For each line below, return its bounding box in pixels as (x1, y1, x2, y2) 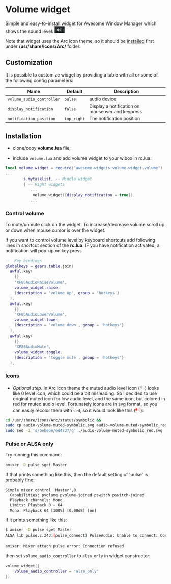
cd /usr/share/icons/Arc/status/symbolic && (5, 417, 101, 423)
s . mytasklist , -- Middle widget (23, 176, 93, 182)
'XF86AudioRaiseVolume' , (14, 280, 67, 285)
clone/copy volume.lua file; (12, 145, 71, 151)
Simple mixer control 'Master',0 (5, 488, 76, 493)
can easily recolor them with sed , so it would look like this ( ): (12, 407, 144, 413)
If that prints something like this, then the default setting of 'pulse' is (5, 472, 148, 478)
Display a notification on (89, 103, 140, 109)
